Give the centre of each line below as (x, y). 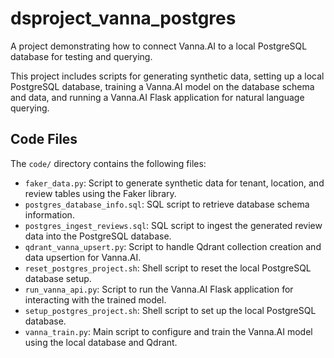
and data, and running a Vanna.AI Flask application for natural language (157, 97)
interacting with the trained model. (95, 299)
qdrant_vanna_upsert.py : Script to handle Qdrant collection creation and (173, 246)
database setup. (58, 278)
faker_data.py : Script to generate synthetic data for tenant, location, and (174, 183)
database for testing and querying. (81, 56)
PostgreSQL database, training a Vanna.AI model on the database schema (162, 86)
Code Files (44, 139)
